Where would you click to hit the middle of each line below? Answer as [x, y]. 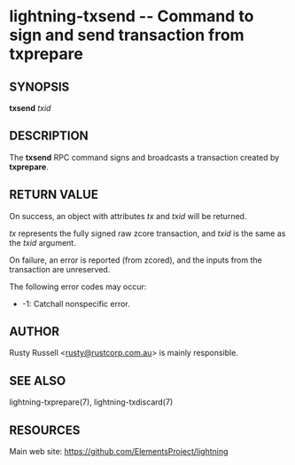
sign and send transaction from [127, 35]
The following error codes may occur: [78, 287]
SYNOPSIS [39, 87]
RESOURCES [45, 430]
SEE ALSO [38, 380]
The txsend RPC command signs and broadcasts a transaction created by [144, 157]
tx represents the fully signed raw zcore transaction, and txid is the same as [147, 233]
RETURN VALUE [54, 195]
